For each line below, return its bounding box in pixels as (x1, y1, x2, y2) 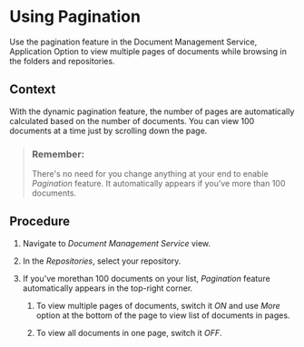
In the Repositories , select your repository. (22, 255, 181, 266)
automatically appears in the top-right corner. (22, 283, 193, 294)
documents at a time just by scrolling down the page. (9, 125, 208, 136)
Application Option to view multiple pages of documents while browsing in (9, 45, 288, 56)
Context (9, 82, 56, 97)
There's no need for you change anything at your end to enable (31, 169, 270, 179)
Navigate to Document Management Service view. (22, 237, 211, 248)
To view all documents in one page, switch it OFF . (35, 327, 222, 338)
